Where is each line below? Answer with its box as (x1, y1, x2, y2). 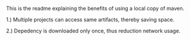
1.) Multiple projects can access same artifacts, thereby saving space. (6, 16, 175, 23)
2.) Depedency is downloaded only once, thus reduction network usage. (6, 27, 181, 34)
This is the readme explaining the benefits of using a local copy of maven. (6, 5, 185, 12)
